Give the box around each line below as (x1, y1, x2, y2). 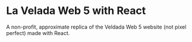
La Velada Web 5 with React (6, 4, 146, 17)
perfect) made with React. (6, 29, 70, 36)
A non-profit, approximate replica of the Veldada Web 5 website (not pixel (6, 23, 187, 30)
